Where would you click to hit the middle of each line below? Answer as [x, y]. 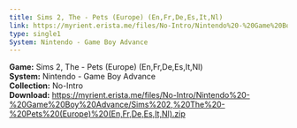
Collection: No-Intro [46, 86]
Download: [30, 95]
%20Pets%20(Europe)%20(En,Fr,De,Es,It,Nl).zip [97, 114]
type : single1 [35, 34]
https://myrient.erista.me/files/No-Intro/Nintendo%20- [151, 95]
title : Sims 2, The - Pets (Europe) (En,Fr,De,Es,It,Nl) [116, 17]
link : [19, 26]
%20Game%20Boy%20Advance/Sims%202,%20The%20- [117, 105]
